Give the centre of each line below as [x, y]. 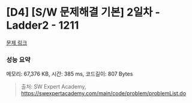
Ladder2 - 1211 [43, 25]
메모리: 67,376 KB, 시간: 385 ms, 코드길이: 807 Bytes [70, 74]
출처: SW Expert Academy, [53, 87]
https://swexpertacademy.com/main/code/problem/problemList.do [103, 93]
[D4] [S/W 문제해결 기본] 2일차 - [83, 12]
